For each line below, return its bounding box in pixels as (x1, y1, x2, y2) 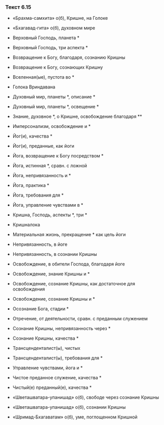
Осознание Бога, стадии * (12, 306, 69, 312)
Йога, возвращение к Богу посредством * (12, 153, 104, 159)
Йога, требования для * (12, 192, 64, 199)
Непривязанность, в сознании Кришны (12, 251, 97, 257)
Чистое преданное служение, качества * (12, 375, 102, 381)
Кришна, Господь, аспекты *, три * (12, 212, 88, 218)
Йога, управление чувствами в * (12, 202, 84, 208)
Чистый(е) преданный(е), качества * (12, 384, 92, 390)
